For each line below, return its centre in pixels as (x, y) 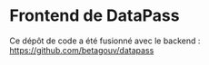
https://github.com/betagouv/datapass (82, 50)
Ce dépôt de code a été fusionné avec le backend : (105, 41)
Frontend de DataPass (95, 16)
